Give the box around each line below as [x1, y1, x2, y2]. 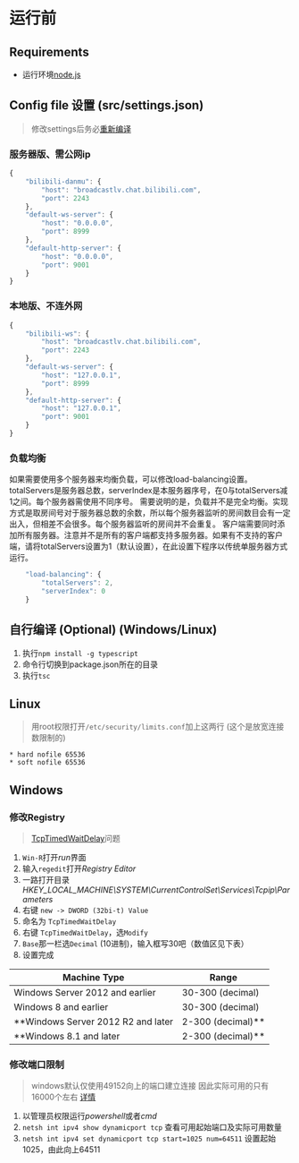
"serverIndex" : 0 [41, 586, 105, 595]
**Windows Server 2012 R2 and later [13, 1015, 174, 1028]
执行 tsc [21, 670, 51, 680]
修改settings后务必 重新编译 [30, 123, 132, 134]
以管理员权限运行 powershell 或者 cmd [21, 1111, 158, 1122]
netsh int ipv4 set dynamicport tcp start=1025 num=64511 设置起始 [21, 1133, 277, 1144]
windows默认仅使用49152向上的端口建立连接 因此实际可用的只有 [30, 1081, 270, 1091]
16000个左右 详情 [30, 1091, 96, 1102]
